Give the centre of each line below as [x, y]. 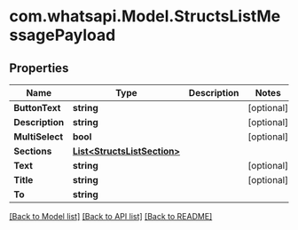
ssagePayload [63, 35]
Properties [39, 68]
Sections [33, 151]
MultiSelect [39, 137]
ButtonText [37, 108]
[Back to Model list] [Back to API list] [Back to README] [111, 216]
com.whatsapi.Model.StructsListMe [145, 16]
